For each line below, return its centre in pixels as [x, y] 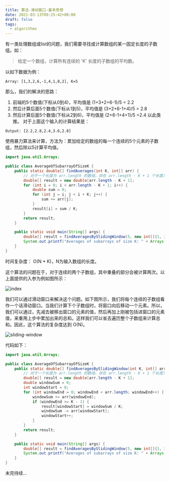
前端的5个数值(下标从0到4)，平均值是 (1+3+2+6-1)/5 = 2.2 [73, 103]
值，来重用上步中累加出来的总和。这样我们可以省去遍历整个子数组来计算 [80, 318]
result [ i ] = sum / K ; [55, 209]
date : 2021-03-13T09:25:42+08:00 [40, 15]
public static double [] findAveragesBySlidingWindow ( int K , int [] [86, 369]
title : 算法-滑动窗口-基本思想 [34, 10]
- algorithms [24, 29]
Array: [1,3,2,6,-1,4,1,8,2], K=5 [42, 82]
